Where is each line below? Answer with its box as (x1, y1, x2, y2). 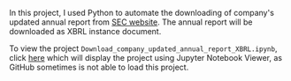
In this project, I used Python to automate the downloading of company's (9, 8, 274, 18)
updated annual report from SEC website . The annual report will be (9, 17, 253, 27)
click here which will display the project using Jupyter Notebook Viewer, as (9, 53, 283, 63)
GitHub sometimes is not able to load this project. (9, 62, 189, 72)
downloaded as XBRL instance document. (9, 26, 162, 36)
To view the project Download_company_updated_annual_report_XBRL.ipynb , (9, 43, 278, 54)
